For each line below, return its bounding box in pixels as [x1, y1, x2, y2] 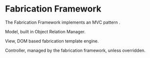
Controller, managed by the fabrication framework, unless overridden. [5, 47, 146, 53]
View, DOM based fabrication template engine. [5, 38, 99, 44]
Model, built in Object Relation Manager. [5, 29, 86, 34]
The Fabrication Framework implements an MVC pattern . [5, 19, 121, 25]
